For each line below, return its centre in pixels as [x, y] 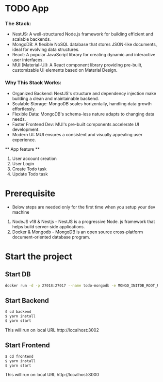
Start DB [18, 274]
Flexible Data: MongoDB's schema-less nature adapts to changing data [83, 114]
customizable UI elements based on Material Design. [65, 70]
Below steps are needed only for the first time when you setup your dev [84, 207]
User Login [23, 163]
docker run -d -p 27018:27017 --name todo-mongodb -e [61, 286]
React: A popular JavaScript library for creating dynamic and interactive [84, 55]
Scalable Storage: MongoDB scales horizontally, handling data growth [82, 103]
